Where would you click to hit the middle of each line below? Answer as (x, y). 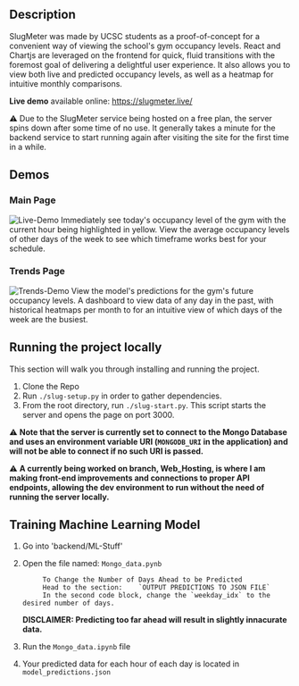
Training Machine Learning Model (105, 525)
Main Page (33, 200)
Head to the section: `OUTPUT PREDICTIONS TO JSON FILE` (156, 588)
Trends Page (37, 272)
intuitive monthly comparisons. (66, 83)
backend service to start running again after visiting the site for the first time (149, 137)
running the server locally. (59, 497)
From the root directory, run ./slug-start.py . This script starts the (144, 405)
